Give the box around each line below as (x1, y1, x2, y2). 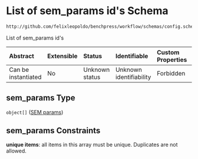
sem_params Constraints (6, 125, 101, 136)
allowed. (6, 147, 27, 154)
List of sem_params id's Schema (6, 4, 169, 18)
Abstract (9, 52, 34, 60)
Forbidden (157, 69, 186, 77)
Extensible (47, 52, 78, 60)
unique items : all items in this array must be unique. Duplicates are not (6, 141, 178, 148)
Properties (157, 55, 187, 64)
